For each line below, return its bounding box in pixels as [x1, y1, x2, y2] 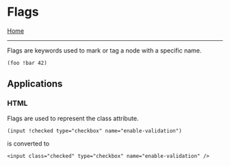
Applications [7, 78, 63, 89]
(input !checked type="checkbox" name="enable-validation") [7, 127, 183, 134]
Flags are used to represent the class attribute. [7, 114, 139, 122]
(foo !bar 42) [7, 59, 48, 66]
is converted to [7, 139, 50, 148]
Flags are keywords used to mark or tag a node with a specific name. [7, 46, 202, 55]
